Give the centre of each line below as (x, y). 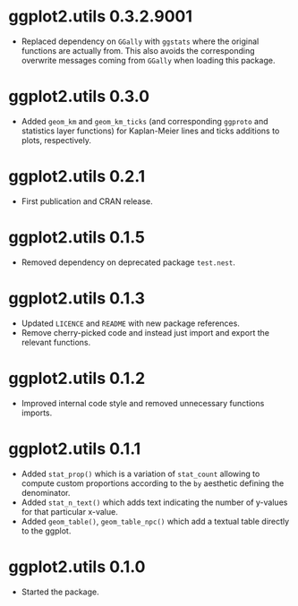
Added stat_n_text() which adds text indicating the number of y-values (154, 502)
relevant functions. (56, 342)
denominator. (46, 492)
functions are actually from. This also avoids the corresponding (138, 50)
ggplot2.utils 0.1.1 (75, 448)
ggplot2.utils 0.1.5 (77, 237)
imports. (37, 413)
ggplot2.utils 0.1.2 (77, 378)
